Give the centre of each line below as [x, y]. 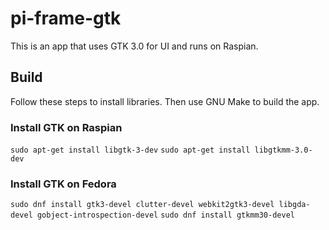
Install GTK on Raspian [66, 127]
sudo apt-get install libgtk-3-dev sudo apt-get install [130, 150]
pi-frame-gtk [66, 18]
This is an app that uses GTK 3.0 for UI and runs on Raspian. [134, 46]
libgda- [294, 205]
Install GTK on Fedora [63, 184]
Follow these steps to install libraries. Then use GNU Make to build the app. [165, 101]
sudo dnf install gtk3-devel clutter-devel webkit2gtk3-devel [142, 205]
